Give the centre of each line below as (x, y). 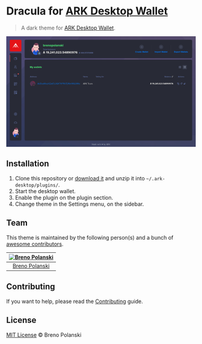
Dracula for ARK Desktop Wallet (87, 11)
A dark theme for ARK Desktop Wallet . (68, 28)
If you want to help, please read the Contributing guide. (75, 301)
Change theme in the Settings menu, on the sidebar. (79, 204)
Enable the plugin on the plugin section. (64, 197)
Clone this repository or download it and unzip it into (80, 178)
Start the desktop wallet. (45, 191)
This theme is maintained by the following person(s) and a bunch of (90, 237)
